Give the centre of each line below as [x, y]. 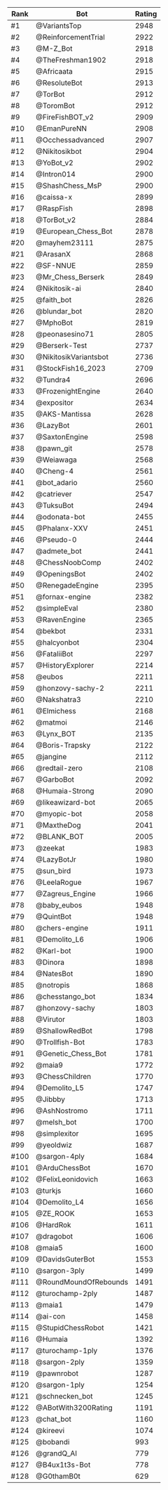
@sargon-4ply [61, 1157]
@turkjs [49, 1191]
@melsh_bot [56, 1122]
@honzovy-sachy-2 [70, 688]
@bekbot [51, 631]
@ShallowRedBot [64, 1031]
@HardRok [54, 1225]
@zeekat [50, 848]
